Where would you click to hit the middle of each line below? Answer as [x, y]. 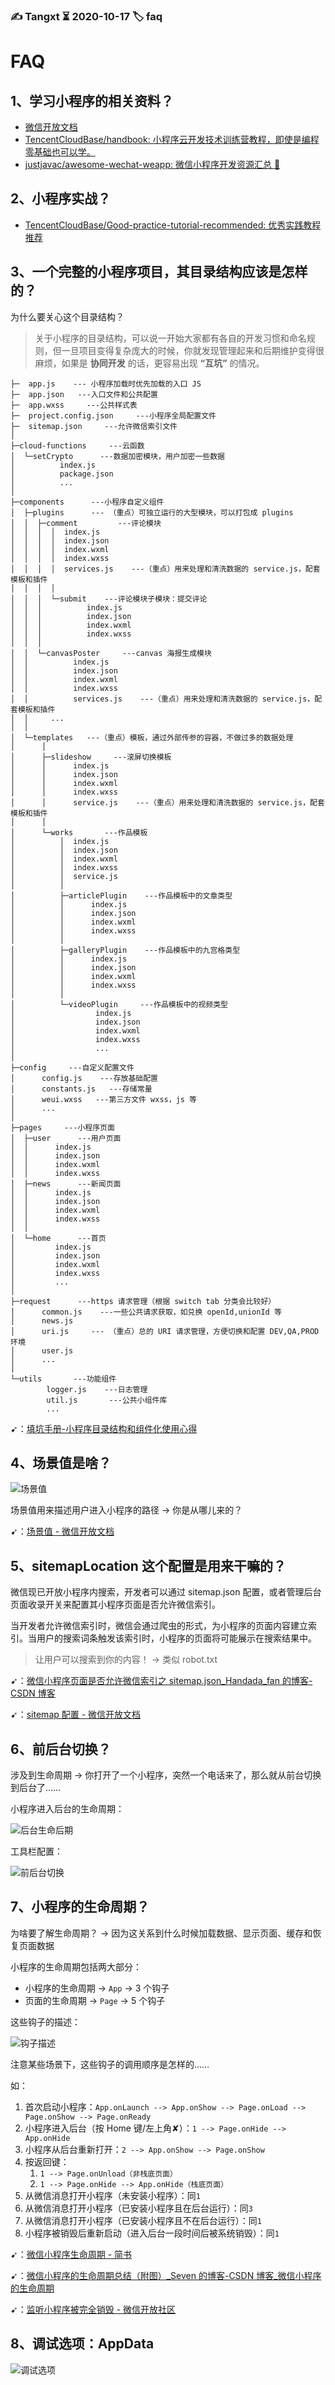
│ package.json [62, 474]
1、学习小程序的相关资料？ [92, 100]
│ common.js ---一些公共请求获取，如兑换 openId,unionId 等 [146, 1312]
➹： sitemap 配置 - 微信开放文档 [76, 1715]
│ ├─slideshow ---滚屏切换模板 [91, 757]
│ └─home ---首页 [58, 1238]
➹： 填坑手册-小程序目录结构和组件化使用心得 [104, 1428]
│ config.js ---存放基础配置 [84, 1078]
